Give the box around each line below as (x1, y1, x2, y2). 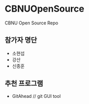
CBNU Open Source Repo (5, 20, 59, 26)
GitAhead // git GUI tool (12, 93, 61, 99)
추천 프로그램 (5, 79, 43, 88)
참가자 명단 (5, 36, 37, 45)
